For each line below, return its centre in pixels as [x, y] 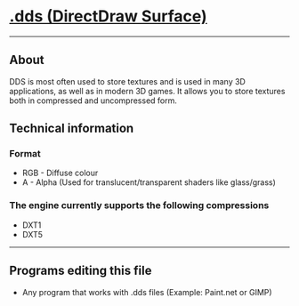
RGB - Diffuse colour [60, 173]
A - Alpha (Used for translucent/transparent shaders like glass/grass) [149, 182]
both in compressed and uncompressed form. [93, 101]
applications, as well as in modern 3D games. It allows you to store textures [147, 91]
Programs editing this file [81, 271]
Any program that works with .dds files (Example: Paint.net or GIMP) [147, 292]
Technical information [72, 129]
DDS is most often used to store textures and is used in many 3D [128, 81]
